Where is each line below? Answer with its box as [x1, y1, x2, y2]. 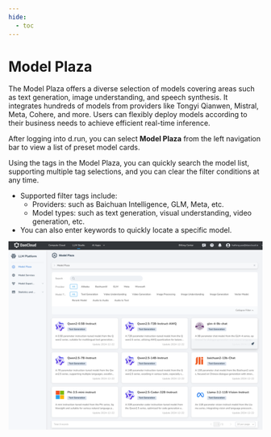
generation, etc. [31, 216, 85, 226]
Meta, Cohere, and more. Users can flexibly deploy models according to [8, 110, 248, 120]
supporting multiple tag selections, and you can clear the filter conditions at [8, 166, 260, 177]
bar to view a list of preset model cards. [8, 142, 140, 153]
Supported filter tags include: [19, 191, 118, 201]
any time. [8, 175, 40, 185]
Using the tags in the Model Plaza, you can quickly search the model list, [8, 158, 250, 168]
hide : [8, 13, 27, 21]
